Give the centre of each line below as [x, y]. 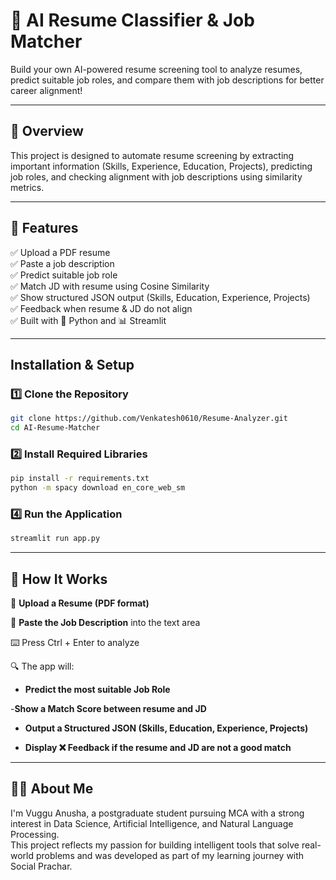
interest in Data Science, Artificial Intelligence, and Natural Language [152, 823]
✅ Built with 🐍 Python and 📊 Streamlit [88, 320]
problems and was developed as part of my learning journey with [170, 855]
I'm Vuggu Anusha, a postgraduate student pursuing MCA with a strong [157, 813]
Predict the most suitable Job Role [97, 690]
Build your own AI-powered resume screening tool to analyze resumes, [156, 69]
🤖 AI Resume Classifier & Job [132, 20]
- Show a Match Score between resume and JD [108, 709]
